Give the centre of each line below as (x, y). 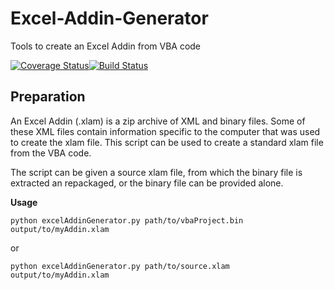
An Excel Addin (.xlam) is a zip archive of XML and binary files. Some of (158, 121)
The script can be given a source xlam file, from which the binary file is (156, 172)
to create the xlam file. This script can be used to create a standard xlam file (167, 142)
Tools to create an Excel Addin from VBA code (106, 46)
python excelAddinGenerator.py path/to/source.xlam (120, 266)
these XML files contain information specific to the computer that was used (165, 131)
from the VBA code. (51, 153)
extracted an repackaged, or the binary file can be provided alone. (147, 183)
